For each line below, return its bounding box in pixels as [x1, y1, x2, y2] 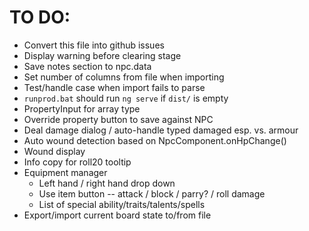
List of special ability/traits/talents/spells [38, 198, 206, 210]
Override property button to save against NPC [23, 113, 214, 125]
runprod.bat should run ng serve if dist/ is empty [23, 92, 229, 104]
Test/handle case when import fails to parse [23, 81, 206, 93]
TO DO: [9, 6, 71, 29]
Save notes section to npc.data [23, 60, 152, 72]
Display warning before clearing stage [23, 49, 182, 61]
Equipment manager [23, 166, 108, 178]
